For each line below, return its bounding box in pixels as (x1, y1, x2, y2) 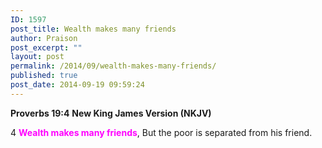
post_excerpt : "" (10, 42, 83, 53)
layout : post (10, 52, 65, 62)
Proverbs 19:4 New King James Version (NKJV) (10, 107, 212, 119)
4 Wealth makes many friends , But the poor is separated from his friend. (10, 126, 313, 138)
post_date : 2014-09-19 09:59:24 (10, 80, 145, 90)
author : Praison (10, 33, 78, 43)
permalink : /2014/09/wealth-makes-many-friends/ (10, 61, 217, 71)
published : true (10, 71, 78, 81)
